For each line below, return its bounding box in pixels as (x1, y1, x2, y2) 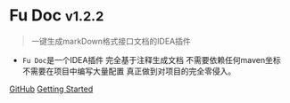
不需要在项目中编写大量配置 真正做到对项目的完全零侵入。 (21, 66, 236, 76)
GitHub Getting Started (9, 83, 94, 94)
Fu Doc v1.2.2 (9, 5, 104, 26)
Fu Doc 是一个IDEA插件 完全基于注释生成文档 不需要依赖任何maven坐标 (21, 54, 281, 65)
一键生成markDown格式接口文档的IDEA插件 (30, 36, 192, 46)
